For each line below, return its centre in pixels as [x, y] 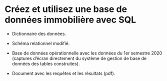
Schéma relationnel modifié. [41, 43]
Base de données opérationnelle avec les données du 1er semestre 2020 [87, 53]
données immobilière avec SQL [70, 20]
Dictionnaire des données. [39, 33]
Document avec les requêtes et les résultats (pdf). [63, 73]
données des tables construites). [46, 63]
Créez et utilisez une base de [66, 9]
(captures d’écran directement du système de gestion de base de [79, 58]
